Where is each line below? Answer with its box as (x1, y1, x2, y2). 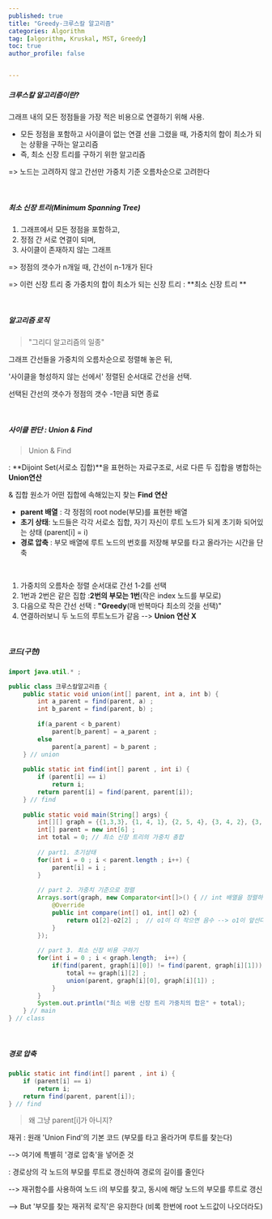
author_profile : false (8, 50, 85, 58)
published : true (8, 11, 63, 20)
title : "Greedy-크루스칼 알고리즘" (8, 19, 115, 28)
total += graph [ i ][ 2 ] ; (66, 969, 147, 977)
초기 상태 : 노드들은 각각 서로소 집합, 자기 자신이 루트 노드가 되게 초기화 (19, 517, 242, 527)
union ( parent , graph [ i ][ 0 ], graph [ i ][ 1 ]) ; (66, 976, 216, 984)
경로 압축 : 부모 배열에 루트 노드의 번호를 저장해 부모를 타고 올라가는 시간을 (19, 537, 255, 547)
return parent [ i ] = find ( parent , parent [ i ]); (37, 788, 194, 796)
